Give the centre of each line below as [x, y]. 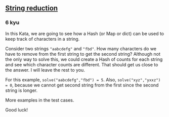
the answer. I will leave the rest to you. [45, 70]
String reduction [32, 8]
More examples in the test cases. [40, 100]
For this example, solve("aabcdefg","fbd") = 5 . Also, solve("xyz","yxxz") [83, 79]
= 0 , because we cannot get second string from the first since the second [82, 85]
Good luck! [17, 109]
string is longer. [22, 90]
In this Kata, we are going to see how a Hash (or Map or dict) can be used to [85, 33]
